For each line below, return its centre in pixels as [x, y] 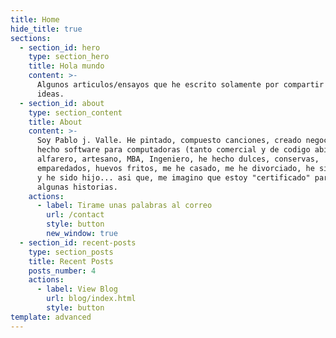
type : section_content [75, 112]
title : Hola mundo [66, 66]
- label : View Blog [77, 289]
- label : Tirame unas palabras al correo [124, 206]
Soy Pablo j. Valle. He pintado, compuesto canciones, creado [169, 141]
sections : [31, 38]
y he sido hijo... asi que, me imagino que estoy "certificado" [173, 177]
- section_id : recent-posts [78, 242]
